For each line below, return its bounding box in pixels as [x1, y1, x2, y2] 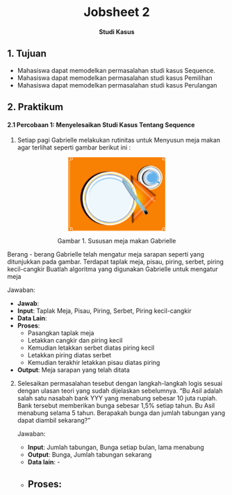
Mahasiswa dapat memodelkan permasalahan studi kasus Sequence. [17, 66, 215, 74]
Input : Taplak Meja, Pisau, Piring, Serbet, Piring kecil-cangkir [17, 307, 192, 315]
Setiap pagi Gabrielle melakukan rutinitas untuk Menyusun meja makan [17, 136, 221, 145]
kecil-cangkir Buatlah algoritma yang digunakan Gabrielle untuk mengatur [7, 265, 219, 273]
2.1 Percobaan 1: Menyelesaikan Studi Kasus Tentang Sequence [7, 120, 195, 129]
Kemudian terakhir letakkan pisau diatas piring [27, 359, 160, 367]
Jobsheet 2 [83, 4, 151, 20]
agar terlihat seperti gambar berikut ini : [17, 143, 131, 152]
